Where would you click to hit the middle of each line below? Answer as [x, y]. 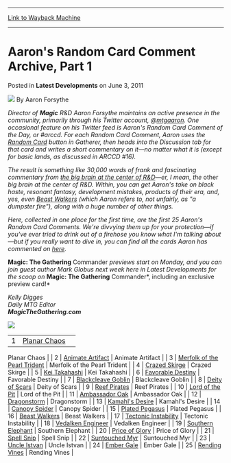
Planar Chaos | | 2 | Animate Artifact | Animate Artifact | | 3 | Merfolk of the [113, 357]
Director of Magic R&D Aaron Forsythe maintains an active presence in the [114, 112]
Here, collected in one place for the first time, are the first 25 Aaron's [105, 219]
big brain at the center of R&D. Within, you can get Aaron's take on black [111, 184]
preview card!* [29, 284]
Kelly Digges [25, 297]
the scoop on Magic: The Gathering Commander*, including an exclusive [111, 276]
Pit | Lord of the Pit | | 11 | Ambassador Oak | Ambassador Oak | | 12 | [105, 394]
